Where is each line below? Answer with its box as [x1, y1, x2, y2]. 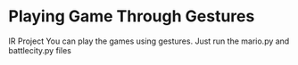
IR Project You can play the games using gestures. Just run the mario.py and [8, 36, 290, 46]
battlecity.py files [8, 45, 72, 55]
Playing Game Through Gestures [8, 6, 255, 27]
